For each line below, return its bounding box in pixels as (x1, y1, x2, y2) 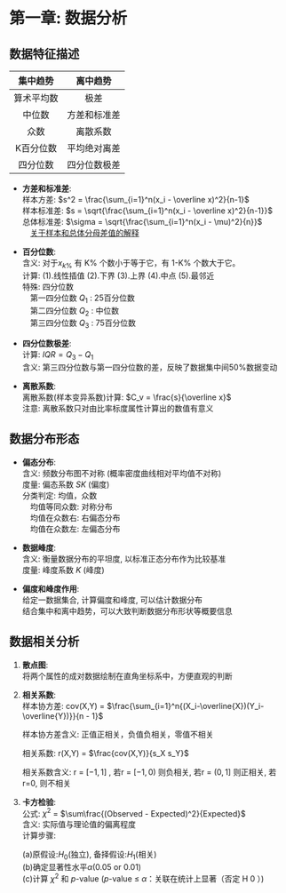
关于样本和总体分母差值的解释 (29, 227, 139, 238)
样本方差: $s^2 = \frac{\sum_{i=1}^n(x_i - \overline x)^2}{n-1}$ (21, 195, 250, 204)
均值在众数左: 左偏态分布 (29, 523, 121, 534)
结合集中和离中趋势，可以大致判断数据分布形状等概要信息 (21, 605, 233, 616)
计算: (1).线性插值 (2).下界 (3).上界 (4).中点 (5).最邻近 (21, 270, 215, 281)
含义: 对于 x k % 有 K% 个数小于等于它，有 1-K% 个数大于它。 (21, 258, 241, 270)
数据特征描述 (9, 46, 80, 61)
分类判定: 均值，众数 (21, 490, 98, 500)
